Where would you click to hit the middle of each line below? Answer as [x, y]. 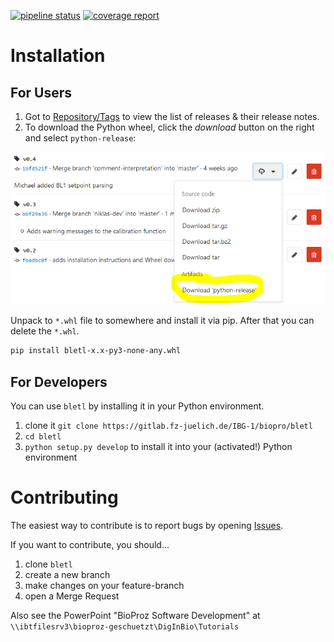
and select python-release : [80, 138]
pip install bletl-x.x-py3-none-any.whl [96, 351]
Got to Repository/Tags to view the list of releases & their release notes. [172, 116]
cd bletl [43, 437]
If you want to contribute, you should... [90, 545]
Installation [58, 56]
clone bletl [48, 564]
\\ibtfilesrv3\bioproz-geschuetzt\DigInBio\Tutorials [125, 627]
